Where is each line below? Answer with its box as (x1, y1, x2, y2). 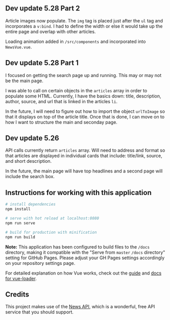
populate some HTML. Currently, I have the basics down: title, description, (5, 93, 162, 99)
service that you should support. (5, 309, 74, 315)
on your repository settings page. (5, 260, 76, 266)
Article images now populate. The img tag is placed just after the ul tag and (5, 17, 163, 23)
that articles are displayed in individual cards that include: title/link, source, (5, 153, 162, 159)
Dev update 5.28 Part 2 (5, 4, 80, 13)
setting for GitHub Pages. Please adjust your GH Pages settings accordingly (5, 255, 165, 261)
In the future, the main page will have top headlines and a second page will (5, 168, 163, 174)
